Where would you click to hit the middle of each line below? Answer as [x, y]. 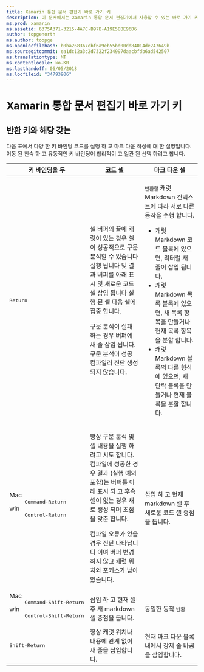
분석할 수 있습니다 [114, 257]
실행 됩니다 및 [109, 266]
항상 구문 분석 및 [112, 437]
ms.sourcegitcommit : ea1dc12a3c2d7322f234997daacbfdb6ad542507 [88, 52]
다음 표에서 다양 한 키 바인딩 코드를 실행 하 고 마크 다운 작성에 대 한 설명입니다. [99, 146]
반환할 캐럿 [158, 188]
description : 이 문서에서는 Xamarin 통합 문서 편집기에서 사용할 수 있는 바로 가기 [99, 18]
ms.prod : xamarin [28, 23]
